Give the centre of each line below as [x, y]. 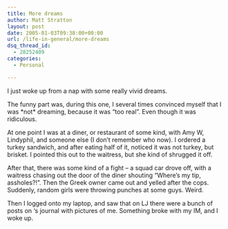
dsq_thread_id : [29, 46]
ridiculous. [22, 119]
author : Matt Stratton [40, 20]
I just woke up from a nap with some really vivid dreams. [87, 91]
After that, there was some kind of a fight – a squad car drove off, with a [110, 167]
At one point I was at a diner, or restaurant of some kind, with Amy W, [106, 132]
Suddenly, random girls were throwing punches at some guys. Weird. [105, 190]
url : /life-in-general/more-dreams [58, 39]
